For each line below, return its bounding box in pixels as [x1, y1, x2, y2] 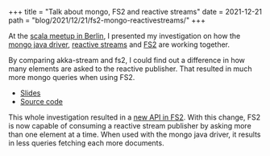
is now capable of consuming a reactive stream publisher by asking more [8, 121, 251, 130]
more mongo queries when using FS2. [8, 73, 135, 82]
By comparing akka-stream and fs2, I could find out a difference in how [8, 56, 246, 65]
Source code [19, 97, 63, 106]
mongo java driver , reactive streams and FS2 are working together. [8, 40, 231, 49]
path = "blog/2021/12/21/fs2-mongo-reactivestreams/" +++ [8, 15, 206, 25]
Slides [19, 88, 41, 98]
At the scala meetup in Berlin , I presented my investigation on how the [8, 32, 241, 40]
